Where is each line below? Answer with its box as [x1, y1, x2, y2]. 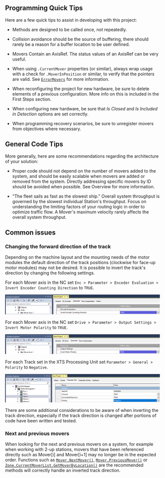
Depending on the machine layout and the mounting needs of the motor [5, 254, 150, 260]
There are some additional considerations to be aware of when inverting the [5, 407, 159, 413]
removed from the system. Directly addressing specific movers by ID [12, 178, 151, 184]
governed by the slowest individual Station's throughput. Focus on [12, 198, 146, 204]
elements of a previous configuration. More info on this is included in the [12, 91, 159, 97]
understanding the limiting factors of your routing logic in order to [12, 204, 145, 209]
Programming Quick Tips [5, 4, 83, 12]
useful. [12, 56, 27, 62]
